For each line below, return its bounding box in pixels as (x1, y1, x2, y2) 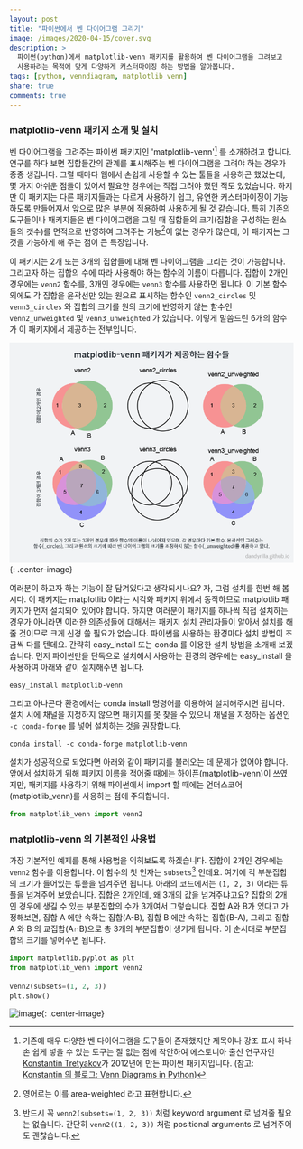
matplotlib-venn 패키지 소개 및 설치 (9, 123, 159, 136)
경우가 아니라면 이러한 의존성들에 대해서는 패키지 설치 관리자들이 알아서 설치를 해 (9, 616, 294, 627)
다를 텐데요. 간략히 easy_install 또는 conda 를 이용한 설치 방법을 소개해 (25, 638, 277, 650)
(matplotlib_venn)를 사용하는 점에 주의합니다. (9, 790, 170, 801)
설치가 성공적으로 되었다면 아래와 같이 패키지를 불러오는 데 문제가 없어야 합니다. (9, 756, 289, 768)
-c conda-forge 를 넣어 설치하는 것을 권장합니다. (9, 720, 182, 731)
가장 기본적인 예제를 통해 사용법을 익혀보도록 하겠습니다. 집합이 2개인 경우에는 (9, 854, 284, 865)
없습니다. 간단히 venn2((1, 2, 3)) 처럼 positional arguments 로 (32, 1119, 262, 1129)
